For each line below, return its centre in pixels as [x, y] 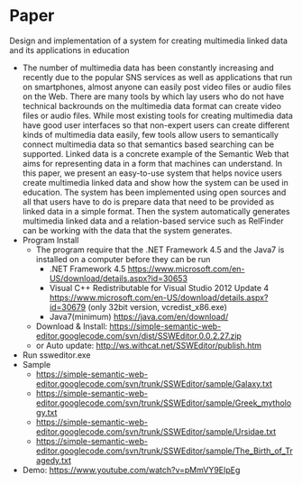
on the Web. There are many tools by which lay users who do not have [153, 96]
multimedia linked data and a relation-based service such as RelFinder [153, 221]
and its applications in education [69, 50]
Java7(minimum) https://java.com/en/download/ [139, 316]
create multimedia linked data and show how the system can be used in [155, 182]
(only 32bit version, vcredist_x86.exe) [158, 306]
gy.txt [46, 412]
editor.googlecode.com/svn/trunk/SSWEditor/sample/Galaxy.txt [154, 383]
